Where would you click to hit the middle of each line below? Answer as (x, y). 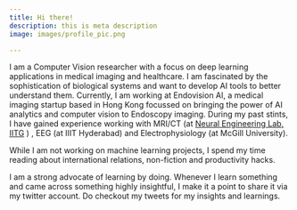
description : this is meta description (83, 26)
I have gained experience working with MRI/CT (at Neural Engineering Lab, (147, 124)
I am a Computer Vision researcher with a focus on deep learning (129, 67)
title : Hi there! (41, 17)
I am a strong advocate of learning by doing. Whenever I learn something (144, 177)
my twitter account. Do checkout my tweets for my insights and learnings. (145, 196)
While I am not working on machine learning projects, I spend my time (137, 150)
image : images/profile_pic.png (67, 34)
